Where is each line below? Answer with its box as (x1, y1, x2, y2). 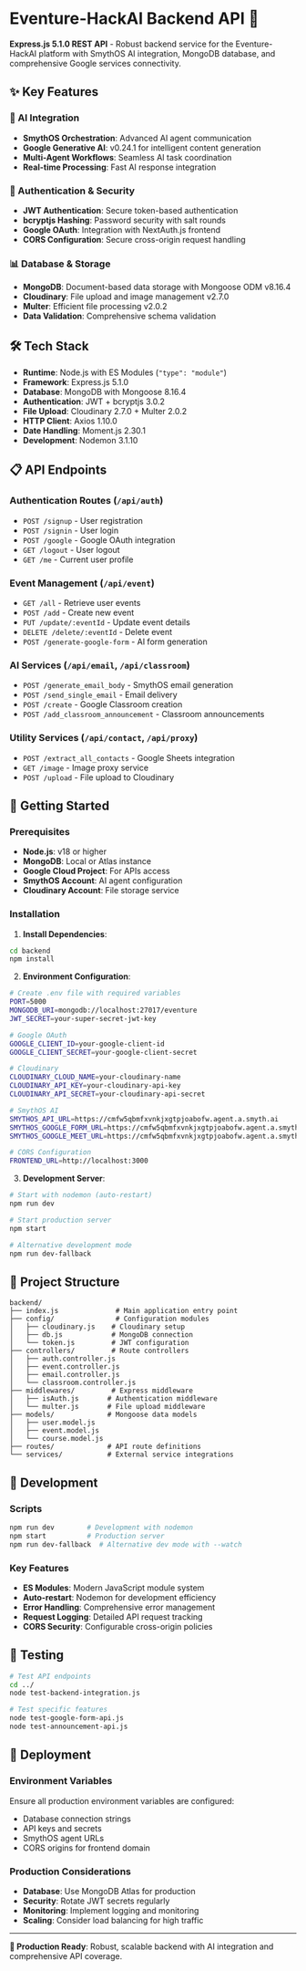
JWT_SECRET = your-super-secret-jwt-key (9, 1014, 157, 1023)
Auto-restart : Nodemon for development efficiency (22, 1591, 217, 1602)
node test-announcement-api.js (9, 1722, 128, 1732)
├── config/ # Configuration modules (9, 1314, 209, 1324)
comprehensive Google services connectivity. (9, 57, 182, 68)
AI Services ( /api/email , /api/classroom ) (9, 659, 190, 672)
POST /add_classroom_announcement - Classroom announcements (22, 709, 265, 720)
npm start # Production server (9, 1531, 166, 1540)
